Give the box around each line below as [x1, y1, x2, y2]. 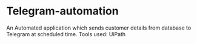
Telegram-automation [6, 4, 119, 18]
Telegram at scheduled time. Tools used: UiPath [6, 30, 126, 37]
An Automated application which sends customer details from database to [6, 24, 192, 31]
